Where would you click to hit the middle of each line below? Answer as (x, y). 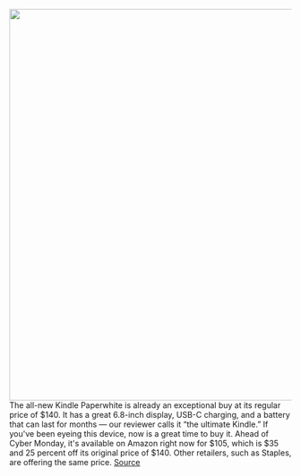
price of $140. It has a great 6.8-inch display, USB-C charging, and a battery (150, 415)
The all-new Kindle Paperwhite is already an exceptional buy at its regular (145, 405)
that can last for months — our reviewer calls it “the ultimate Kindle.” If (139, 424)
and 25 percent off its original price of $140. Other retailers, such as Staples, (150, 453)
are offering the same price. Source (75, 462)
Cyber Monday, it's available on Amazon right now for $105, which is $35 (144, 443)
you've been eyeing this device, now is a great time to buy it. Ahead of (139, 433)
